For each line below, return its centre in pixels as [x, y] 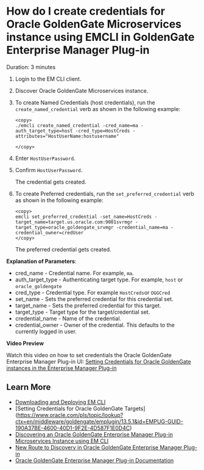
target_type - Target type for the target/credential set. [83, 312]
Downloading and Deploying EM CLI [60, 402]
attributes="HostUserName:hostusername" [67, 136]
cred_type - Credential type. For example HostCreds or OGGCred [93, 292]
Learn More [29, 387]
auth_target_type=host [44, 131]
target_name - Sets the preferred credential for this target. [88, 305]
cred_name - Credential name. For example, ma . [74, 273]
